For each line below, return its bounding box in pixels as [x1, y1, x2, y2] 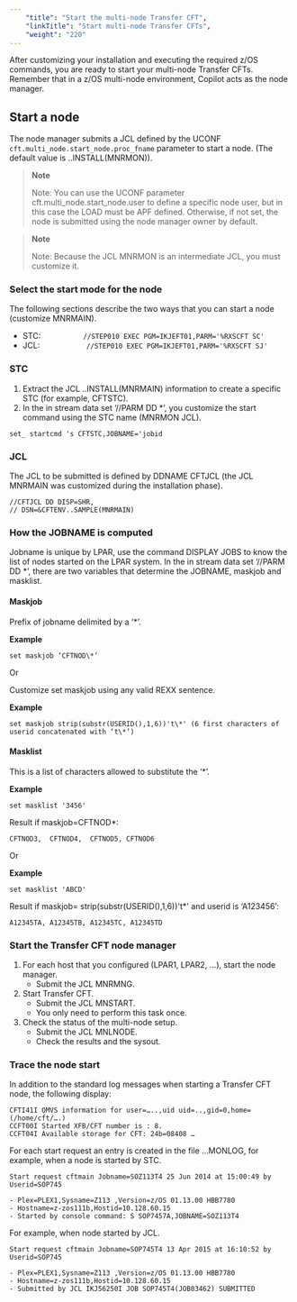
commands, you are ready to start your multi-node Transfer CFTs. [9, 64, 254, 75]
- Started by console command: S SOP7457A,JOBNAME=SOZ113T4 [9, 1212, 240, 1221]
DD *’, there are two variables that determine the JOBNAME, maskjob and [9, 566, 282, 577]
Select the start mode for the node [9, 283, 163, 296]
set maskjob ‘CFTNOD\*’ [9, 651, 99, 660]
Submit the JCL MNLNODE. [35, 1026, 138, 1037]
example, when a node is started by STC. [9, 1155, 162, 1166]
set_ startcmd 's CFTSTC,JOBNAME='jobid [9, 429, 164, 438]
